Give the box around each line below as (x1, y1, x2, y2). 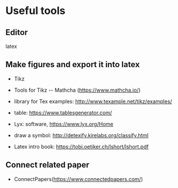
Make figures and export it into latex (5, 60, 140, 69)
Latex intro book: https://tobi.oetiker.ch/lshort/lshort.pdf (13, 143, 149, 150)
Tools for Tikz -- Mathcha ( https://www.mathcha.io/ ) (13, 86, 141, 93)
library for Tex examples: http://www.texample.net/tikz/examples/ (13, 98, 172, 105)
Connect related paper (5, 160, 90, 170)
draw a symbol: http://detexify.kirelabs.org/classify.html (13, 131, 149, 138)
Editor (5, 27, 28, 37)
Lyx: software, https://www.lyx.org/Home (13, 120, 114, 127)
